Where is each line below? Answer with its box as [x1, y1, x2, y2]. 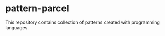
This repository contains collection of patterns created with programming [5, 19, 160, 25]
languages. [5, 24, 29, 30]
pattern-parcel [5, 3, 69, 14]
